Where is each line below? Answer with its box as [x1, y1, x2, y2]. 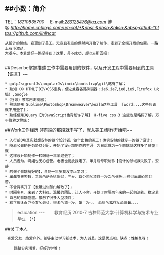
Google [14, 92, 28, 97]
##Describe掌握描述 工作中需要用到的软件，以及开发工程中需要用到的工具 [5, 64, 154, 70]
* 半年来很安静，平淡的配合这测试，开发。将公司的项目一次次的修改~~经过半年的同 [5, 174, 149, 179]
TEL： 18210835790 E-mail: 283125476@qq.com [5, 19, 107, 25]
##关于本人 [5, 226, 28, 232]
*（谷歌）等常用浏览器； [5, 97, 47, 102]
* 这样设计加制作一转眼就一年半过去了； [5, 153, 75, 158]
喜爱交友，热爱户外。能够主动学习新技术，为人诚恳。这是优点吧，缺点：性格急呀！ [7, 236, 149, 241]
